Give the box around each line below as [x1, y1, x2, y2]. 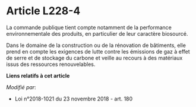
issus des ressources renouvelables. [6, 61, 96, 68]
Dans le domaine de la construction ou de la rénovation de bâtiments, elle [6, 42, 186, 49]
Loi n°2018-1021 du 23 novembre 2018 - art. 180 [14, 95, 133, 102]
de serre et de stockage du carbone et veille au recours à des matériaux [6, 54, 183, 61]
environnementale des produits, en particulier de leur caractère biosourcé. [6, 30, 188, 37]
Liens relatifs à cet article [6, 72, 70, 79]
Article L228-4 [6, 4, 81, 18]
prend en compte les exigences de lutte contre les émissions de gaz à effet [6, 48, 190, 55]
